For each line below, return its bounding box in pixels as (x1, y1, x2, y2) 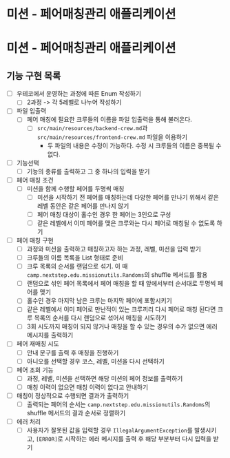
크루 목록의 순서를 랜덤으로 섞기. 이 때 (26, 262, 128, 271)
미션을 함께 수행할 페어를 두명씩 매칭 (26, 184, 125, 193)
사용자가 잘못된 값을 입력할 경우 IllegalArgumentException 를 (26, 426, 194, 434)
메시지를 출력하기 (26, 331, 74, 340)
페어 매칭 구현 (16, 236, 54, 244)
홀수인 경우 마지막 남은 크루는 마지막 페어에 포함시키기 (26, 297, 173, 305)
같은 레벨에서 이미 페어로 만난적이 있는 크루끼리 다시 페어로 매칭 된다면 (26, 305, 216, 313)
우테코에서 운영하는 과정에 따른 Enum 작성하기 (16, 90, 142, 98)
